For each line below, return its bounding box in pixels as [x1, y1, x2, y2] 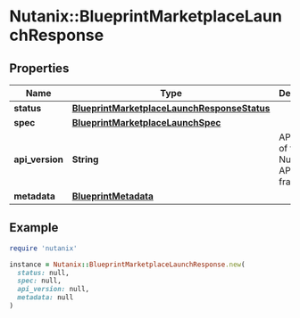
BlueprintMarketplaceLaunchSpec [71, 117, 221, 128]
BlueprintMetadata [71, 190, 154, 202]
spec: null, [17, 276, 62, 286]
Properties [9, 61, 70, 76]
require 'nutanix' [9, 243, 78, 253]
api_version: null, [17, 285, 90, 294]
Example [9, 220, 59, 235]
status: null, [17, 268, 70, 277]
